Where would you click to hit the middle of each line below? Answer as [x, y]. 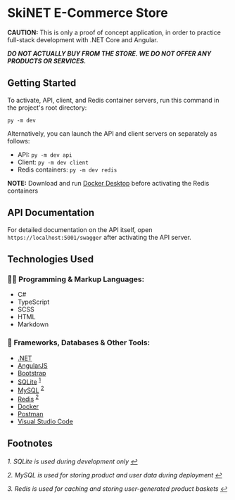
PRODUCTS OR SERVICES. [47, 60]
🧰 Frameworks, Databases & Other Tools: [78, 342]
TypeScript [33, 302]
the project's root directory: [47, 108]
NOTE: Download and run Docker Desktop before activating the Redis [108, 183]
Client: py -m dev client [53, 162]
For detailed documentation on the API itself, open [80, 229]
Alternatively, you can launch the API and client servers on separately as [112, 133]
